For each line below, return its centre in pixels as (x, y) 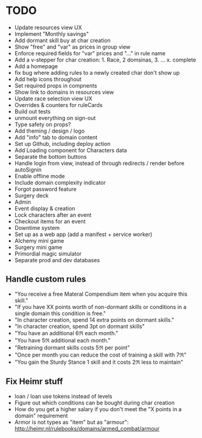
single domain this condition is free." (60, 313)
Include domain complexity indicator (60, 182)
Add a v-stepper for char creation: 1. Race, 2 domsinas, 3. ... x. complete (105, 60)
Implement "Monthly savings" (52, 33)
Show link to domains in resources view (64, 92)
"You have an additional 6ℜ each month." (66, 333)
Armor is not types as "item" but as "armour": (71, 422)
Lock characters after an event (53, 215)
